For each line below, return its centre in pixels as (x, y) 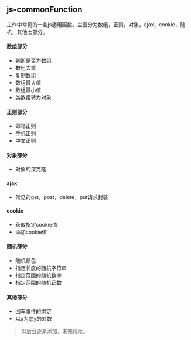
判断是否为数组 (33, 60)
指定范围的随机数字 (38, 275)
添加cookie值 (31, 232)
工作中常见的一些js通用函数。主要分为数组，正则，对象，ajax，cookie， (93, 24)
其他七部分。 (32, 32)
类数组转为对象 (33, 97)
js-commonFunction (45, 10)
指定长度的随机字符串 (41, 268)
